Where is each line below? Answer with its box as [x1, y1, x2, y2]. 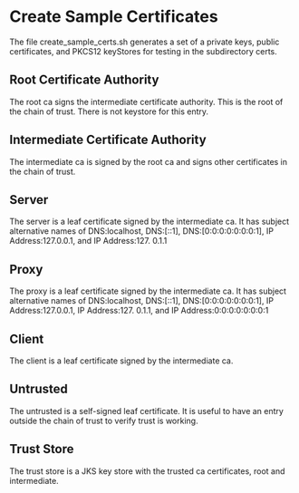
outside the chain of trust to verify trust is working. [9, 415, 198, 426]
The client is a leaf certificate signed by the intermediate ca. [9, 355, 234, 366]
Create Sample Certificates [9, 6, 219, 27]
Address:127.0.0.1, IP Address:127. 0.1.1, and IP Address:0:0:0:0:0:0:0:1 [9, 305, 269, 316]
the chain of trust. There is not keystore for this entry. [9, 106, 209, 117]
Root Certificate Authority [9, 72, 159, 88]
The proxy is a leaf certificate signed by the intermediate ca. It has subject [9, 285, 287, 296]
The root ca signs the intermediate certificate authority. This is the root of [9, 96, 284, 107]
